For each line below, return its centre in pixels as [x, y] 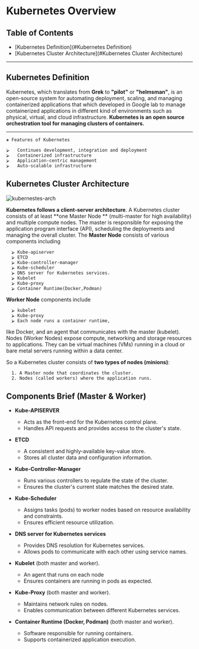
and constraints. [43, 516]
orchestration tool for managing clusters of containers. [75, 123]
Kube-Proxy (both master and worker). [62, 593]
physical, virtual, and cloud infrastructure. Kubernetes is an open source [95, 117]
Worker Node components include [49, 299]
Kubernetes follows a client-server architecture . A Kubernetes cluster [93, 209]
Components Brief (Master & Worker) [76, 397]
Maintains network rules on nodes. [66, 604]
